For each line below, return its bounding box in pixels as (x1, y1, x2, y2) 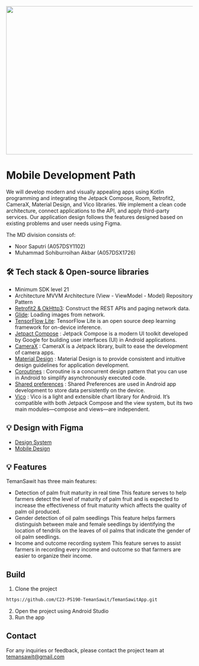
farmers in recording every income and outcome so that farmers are (14, 546, 181, 553)
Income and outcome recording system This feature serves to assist (14, 540, 181, 547)
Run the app (14, 614, 45, 621)
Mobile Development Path (6, 169, 136, 182)
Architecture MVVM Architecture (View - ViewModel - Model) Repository (14, 292, 193, 299)
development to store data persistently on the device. (14, 386, 145, 394)
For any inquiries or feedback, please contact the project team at (6, 646, 165, 654)
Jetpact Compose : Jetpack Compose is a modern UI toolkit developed (14, 329, 188, 337)
